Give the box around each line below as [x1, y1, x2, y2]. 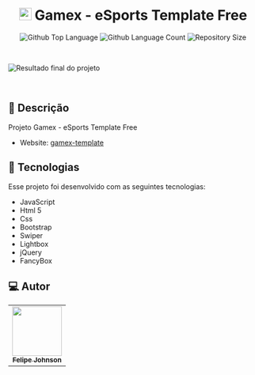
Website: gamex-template [19, 138, 105, 147]
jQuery [19, 248, 42, 257]
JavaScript [19, 197, 55, 206]
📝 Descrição [8, 101, 70, 115]
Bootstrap [19, 222, 52, 232]
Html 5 [19, 205, 42, 215]
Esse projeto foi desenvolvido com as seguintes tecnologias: [8, 181, 206, 191]
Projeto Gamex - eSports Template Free [8, 122, 138, 132]
